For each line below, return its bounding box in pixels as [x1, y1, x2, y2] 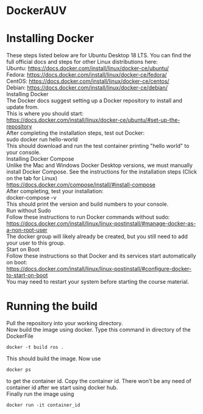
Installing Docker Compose [6, 155, 74, 163]
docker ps [6, 367, 32, 373]
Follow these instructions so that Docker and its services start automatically [6, 252, 196, 259]
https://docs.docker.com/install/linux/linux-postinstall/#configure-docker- [6, 265, 192, 273]
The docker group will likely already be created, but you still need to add [6, 233, 188, 240]
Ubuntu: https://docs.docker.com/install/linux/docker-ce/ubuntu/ [6, 65, 169, 72]
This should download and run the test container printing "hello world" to [6, 142, 190, 150]
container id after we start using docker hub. [6, 384, 118, 391]
